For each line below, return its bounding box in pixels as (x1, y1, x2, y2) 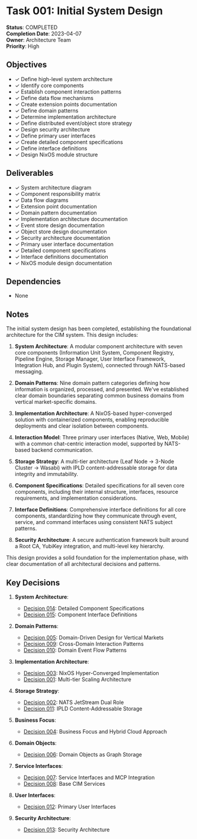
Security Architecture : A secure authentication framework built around (14, 536, 189, 544)
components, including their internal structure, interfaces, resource (14, 488, 179, 496)
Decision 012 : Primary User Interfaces (23, 803, 117, 810)
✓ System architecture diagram (14, 184, 92, 191)
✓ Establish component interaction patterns (14, 88, 122, 95)
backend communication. (31, 446, 93, 454)
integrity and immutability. (14, 471, 79, 478)
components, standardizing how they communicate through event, (14, 512, 177, 519)
